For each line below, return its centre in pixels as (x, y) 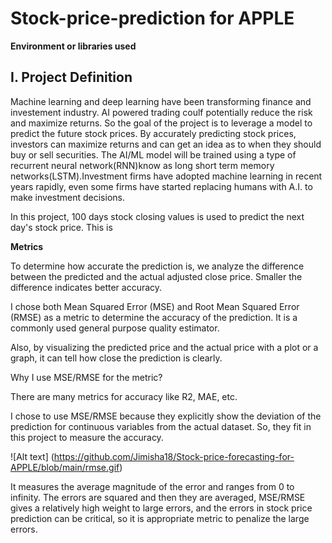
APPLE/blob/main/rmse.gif (65, 467)
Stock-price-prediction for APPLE (152, 18)
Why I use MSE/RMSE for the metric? (86, 377)
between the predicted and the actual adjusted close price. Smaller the (156, 276)
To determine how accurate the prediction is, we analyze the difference (157, 266)
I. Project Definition (71, 77)
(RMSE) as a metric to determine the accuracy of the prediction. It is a (154, 317)
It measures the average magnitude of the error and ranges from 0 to (152, 486)
